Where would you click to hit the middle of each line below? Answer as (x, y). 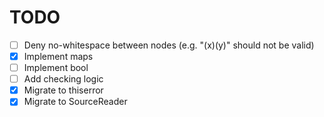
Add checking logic (63, 79)
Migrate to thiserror (63, 90)
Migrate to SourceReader (75, 102)
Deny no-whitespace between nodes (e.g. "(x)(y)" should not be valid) (169, 45)
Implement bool (56, 68)
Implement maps (58, 56)
